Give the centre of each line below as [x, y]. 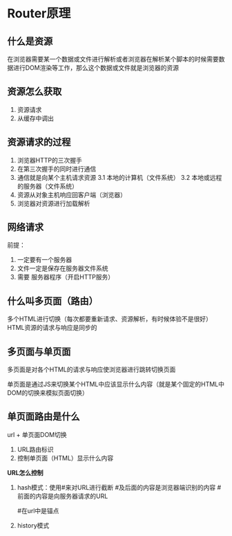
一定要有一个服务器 [45, 260]
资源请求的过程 [39, 142]
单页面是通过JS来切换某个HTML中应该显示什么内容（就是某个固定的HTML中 [116, 385]
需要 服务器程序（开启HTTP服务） [66, 277]
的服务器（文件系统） [47, 186]
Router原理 [39, 13]
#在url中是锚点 [38, 510]
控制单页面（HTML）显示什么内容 [65, 458]
